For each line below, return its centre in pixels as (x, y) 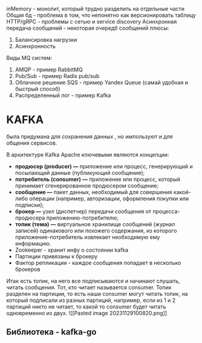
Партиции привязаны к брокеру (56, 256)
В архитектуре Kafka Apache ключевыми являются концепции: (88, 154)
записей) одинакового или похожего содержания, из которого (96, 230)
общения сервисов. (32, 143)
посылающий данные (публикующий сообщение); (80, 172)
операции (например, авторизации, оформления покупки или (109, 198)
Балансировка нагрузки (46, 40)
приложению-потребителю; (83, 218)
